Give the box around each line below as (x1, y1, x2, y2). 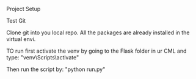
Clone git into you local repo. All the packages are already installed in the (6, 29, 190, 36)
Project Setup (6, 6, 41, 12)
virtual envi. (6, 36, 36, 42)
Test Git (6, 17, 26, 24)
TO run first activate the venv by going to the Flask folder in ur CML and (6, 47, 187, 55)
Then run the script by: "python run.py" (6, 66, 106, 73)
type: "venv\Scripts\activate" (6, 54, 79, 61)
